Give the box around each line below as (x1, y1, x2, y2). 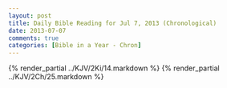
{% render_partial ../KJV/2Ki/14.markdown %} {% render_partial (8, 63, 220, 73)
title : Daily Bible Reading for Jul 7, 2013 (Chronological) (8, 19, 217, 27)
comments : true (8, 34, 59, 42)
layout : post (8, 11, 52, 20)
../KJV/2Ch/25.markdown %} (8, 72, 104, 82)
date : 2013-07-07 (8, 26, 67, 34)
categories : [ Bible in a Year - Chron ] (8, 42, 142, 50)
